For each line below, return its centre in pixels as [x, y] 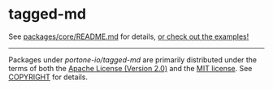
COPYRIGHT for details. [48, 77]
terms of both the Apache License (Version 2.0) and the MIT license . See [130, 68]
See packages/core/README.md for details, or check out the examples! [129, 36]
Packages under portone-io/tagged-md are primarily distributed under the [133, 59]
